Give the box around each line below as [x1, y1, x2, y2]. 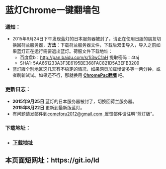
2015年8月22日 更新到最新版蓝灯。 [12, 104, 85, 110]
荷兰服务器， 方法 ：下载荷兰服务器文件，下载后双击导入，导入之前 [21, 42, 157, 48]
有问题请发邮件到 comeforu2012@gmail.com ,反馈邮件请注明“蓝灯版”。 [12, 111, 157, 117]
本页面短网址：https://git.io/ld [5, 156, 99, 165]
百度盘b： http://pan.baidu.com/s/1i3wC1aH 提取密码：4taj [19, 54, 139, 60]
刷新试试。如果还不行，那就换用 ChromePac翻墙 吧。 [16, 72, 127, 78]
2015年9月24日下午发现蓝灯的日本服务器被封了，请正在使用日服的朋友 [12, 36, 157, 42]
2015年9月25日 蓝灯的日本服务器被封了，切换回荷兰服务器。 [12, 98, 137, 104]
